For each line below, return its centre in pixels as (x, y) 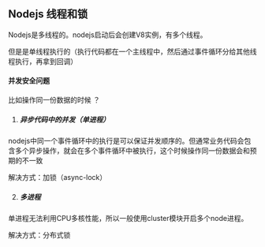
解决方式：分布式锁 (39, 234)
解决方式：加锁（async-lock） (58, 177)
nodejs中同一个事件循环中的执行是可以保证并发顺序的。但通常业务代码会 (126, 140)
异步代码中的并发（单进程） (65, 119)
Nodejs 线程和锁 (48, 14)
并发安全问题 (29, 80)
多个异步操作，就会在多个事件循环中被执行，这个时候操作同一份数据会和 (132, 150)
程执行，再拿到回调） (43, 61)
